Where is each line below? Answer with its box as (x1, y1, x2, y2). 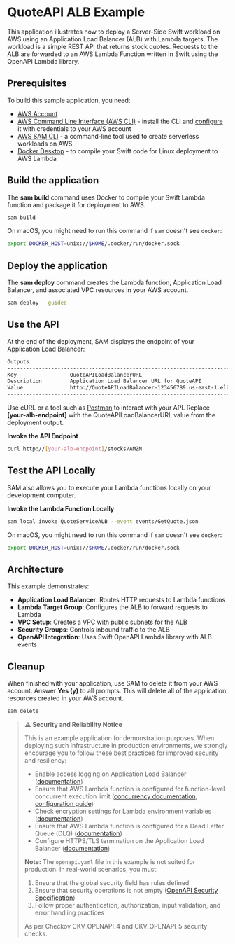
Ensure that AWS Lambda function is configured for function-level (34, 785, 225, 793)
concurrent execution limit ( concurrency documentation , (34, 792, 198, 800)
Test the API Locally (7, 465, 96, 477)
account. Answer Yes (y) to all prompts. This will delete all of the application (7, 687, 227, 695)
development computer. (7, 491, 76, 499)
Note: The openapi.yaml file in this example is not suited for (24, 858, 196, 866)
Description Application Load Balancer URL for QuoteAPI (7, 377, 201, 385)
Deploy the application (7, 260, 108, 272)
